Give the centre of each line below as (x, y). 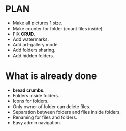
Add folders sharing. (34, 50)
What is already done (51, 76)
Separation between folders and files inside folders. (67, 112)
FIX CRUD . (24, 34)
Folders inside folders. (36, 95)
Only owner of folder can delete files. (51, 106)
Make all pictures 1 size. (37, 23)
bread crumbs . (28, 90)
